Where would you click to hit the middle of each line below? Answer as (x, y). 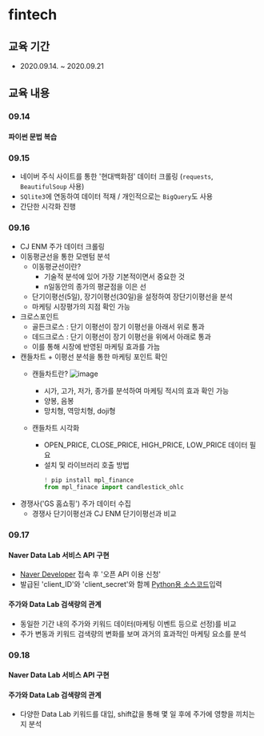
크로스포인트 (40, 316)
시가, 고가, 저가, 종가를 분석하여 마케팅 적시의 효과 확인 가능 (136, 390)
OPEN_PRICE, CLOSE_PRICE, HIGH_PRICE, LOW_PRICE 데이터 (146, 445)
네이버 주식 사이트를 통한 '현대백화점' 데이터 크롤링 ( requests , (116, 176)
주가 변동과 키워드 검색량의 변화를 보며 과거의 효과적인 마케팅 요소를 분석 (133, 633)
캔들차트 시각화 (56, 427)
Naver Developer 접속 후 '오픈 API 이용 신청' (90, 574)
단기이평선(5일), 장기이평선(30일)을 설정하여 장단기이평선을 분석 (132, 296)
